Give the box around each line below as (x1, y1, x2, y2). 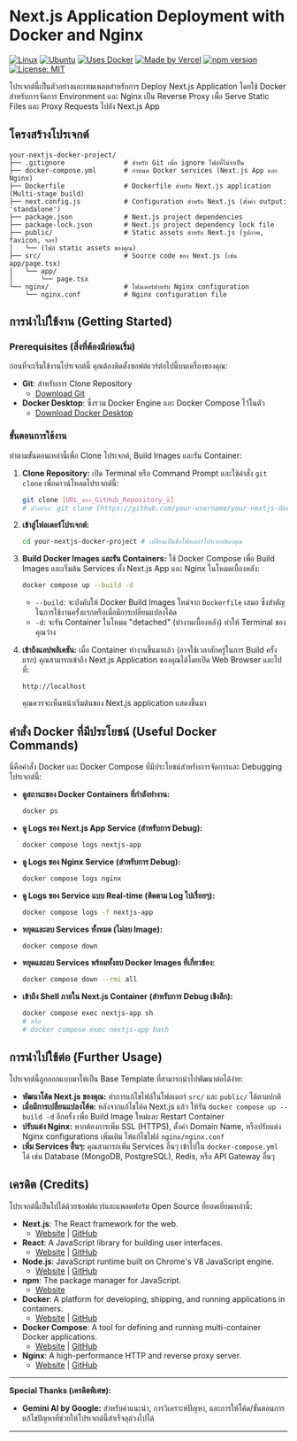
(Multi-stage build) (9, 189, 86, 198)
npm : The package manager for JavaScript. (21, 1274, 182, 1285)
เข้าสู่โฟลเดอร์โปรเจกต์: (21, 520, 90, 531)
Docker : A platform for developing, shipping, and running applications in (21, 1293, 286, 1304)
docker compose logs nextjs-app (21, 840, 141, 849)
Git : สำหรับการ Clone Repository (21, 378, 133, 389)
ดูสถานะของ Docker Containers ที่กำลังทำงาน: (21, 789, 171, 800)
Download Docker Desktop (34, 407, 133, 418)
